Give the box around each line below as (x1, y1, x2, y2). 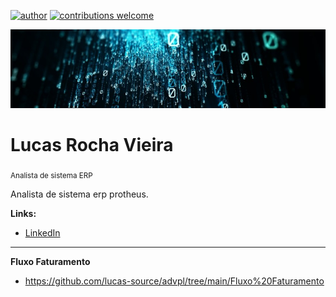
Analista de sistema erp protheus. (10, 188, 149, 200)
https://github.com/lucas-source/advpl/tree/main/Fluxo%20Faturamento (24, 275, 325, 287)
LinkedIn (24, 227, 61, 239)
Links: (10, 208, 37, 220)
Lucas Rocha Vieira (10, 133, 174, 156)
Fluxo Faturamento (10, 256, 91, 268)
